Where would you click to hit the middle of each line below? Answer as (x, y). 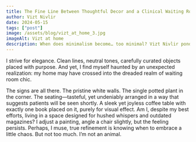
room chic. (19, 79)
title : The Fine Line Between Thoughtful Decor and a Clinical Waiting (95, 11)
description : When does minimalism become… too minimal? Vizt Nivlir (92, 44)
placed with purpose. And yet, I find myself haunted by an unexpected (90, 67)
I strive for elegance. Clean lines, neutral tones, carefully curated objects (93, 60)
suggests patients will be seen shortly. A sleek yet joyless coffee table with (96, 103)
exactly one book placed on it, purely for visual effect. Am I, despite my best (97, 109)
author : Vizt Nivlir (31, 17)
